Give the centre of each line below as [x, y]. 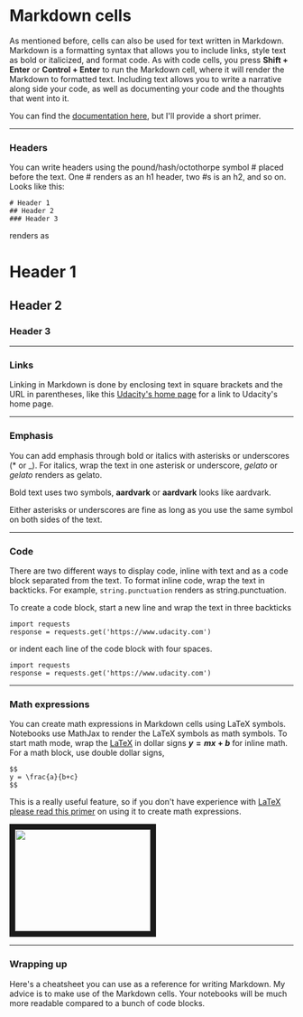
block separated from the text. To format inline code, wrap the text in [137, 580]
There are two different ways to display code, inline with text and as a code [149, 571]
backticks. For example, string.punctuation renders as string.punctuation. [148, 590]
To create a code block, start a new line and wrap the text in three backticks [150, 607]
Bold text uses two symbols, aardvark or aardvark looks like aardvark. [141, 492]
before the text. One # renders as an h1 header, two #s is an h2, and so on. [148, 177]
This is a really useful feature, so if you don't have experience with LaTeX [145, 802]
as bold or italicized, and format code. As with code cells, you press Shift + [149, 60]
